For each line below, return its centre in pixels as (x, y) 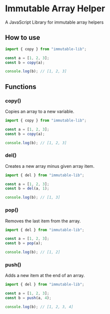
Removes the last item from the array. (43, 221)
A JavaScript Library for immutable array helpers (55, 22)
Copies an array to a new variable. (40, 111)
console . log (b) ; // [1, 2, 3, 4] (39, 307)
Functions (21, 87)
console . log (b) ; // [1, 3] (33, 197)
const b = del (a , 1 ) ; (27, 188)
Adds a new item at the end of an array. (45, 276)
